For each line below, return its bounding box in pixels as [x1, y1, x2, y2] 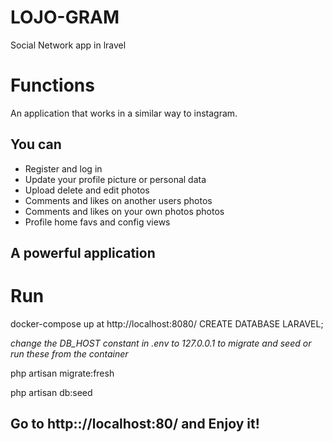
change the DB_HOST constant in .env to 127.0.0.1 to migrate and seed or [10, 337, 312, 350]
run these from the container [10, 348, 129, 360]
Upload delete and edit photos [24, 184, 150, 196]
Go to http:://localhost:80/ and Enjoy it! [10, 416, 260, 433]
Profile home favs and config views [24, 216, 171, 228]
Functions [10, 74, 95, 97]
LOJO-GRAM [10, 6, 120, 29]
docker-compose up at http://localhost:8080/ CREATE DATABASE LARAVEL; [10, 318, 324, 330]
